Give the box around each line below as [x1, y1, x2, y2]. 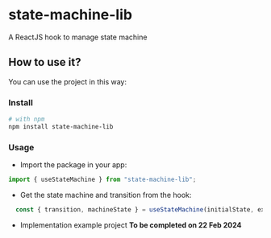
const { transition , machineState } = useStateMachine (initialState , [15, 205, 254, 214]
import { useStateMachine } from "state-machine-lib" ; [8, 175, 197, 184]
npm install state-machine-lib [8, 122, 114, 130]
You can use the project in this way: [8, 76, 127, 86]
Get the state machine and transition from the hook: [19, 190, 192, 199]
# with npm [8, 115, 45, 124]
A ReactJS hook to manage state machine [8, 32, 148, 42]
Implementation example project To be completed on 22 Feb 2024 [19, 220, 242, 230]
